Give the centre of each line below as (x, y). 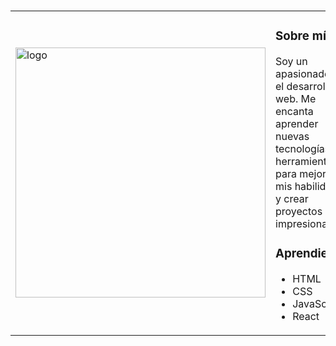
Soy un (291, 62)
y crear (292, 199)
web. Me (296, 99)
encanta (294, 112)
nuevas (292, 137)
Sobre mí (301, 36)
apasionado (303, 74)
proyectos (299, 212)
